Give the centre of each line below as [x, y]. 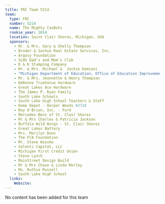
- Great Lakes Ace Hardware [42, 87]
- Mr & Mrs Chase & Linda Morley [48, 165]
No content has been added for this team [47, 197]
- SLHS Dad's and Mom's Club [44, 60]
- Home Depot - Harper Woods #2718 [50, 106]
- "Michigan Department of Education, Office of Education [76, 74]
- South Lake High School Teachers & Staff [59, 101]
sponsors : [19, 42]
